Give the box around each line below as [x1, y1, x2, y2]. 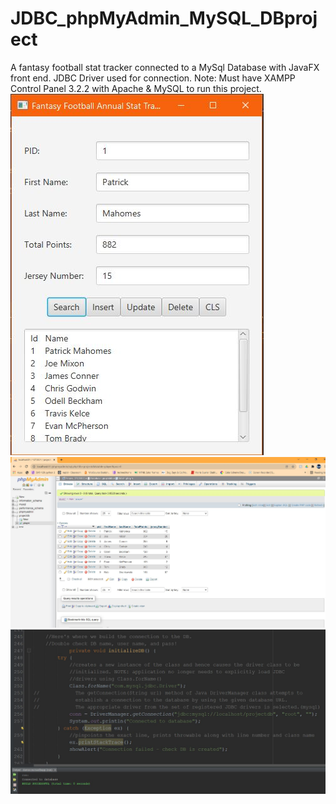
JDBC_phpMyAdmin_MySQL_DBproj [10, 7, 318, 30]
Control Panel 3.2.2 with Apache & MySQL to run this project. [10, 82, 262, 94]
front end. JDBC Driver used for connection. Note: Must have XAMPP [10, 72, 296, 84]
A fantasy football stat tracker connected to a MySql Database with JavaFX [10, 61, 320, 73]
